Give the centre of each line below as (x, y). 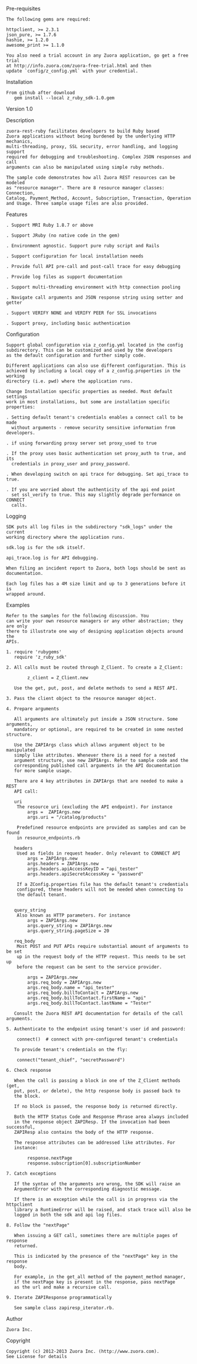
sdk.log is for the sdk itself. (46, 548)
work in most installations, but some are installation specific (88, 402)
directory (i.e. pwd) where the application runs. (70, 381)
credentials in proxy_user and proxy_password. (71, 464)
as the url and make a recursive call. (63, 1287)
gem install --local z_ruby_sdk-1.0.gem (64, 98)
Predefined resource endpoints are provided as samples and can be (101, 827)
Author (14, 1319)
